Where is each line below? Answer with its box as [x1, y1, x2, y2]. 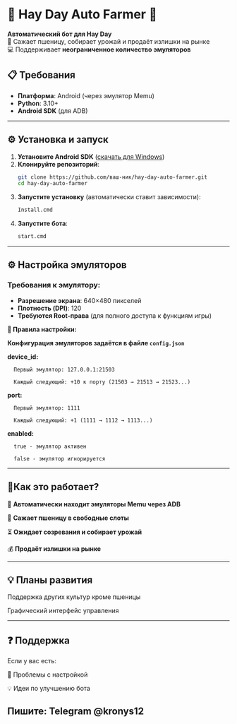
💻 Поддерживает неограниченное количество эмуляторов [7, 45, 191, 54]
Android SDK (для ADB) [17, 106, 88, 115]
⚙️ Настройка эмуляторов [7, 259, 127, 271]
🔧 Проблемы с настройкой [7, 670, 88, 679]
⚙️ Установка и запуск [7, 133, 109, 146]
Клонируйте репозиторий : [17, 160, 100, 168]
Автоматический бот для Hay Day [7, 30, 112, 38]
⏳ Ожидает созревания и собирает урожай [7, 528, 142, 536]
